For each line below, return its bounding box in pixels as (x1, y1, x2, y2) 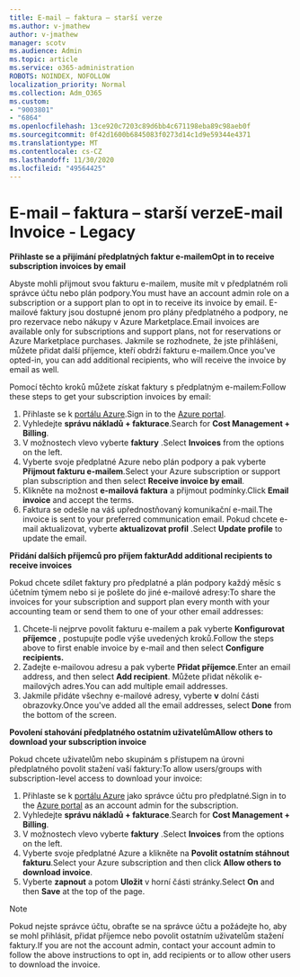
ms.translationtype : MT (9, 139, 99, 148)
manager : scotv (9, 38, 66, 48)
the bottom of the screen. (22, 710, 117, 721)
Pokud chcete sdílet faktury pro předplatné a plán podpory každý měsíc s (9, 578, 281, 588)
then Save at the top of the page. (22, 886, 146, 897)
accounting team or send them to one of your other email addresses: (9, 606, 264, 617)
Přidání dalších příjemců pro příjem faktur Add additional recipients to (9, 551, 273, 561)
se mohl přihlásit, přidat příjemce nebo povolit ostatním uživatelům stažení (9, 930, 285, 941)
